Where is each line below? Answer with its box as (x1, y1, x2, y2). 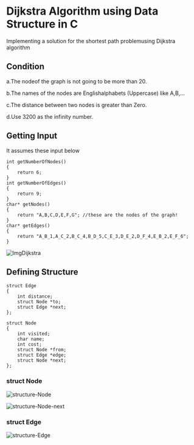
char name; (17, 336, 45, 342)
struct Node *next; (17, 357, 67, 363)
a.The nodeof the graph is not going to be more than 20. (6, 77, 147, 85)
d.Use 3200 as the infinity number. (6, 113, 93, 120)
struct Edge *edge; (17, 352, 67, 359)
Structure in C (6, 17, 78, 31)
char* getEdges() (6, 222, 50, 229)
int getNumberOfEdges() (6, 180, 67, 186)
